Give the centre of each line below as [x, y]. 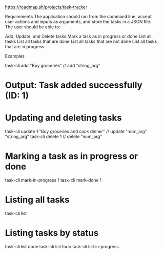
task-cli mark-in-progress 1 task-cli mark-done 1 [53, 180]
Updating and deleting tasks [63, 118]
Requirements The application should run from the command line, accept [79, 16]
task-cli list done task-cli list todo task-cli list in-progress [62, 246]
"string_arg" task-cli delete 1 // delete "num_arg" [54, 137]
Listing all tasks [37, 200]
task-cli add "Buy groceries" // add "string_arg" [53, 66]
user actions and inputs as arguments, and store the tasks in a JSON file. [78, 22]
